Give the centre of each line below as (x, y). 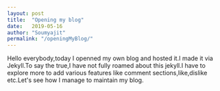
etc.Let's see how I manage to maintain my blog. (75, 80)
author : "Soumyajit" (37, 32)
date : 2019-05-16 (35, 26)
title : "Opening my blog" (46, 20)
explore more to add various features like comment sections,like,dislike (107, 73)
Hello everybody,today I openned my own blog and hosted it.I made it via (110, 58)
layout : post (26, 13)
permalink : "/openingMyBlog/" (50, 39)
